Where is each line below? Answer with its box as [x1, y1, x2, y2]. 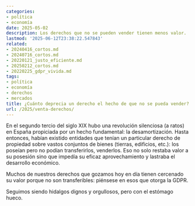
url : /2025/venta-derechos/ [6, 106, 75, 112]
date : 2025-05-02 [6, 25, 48, 31]
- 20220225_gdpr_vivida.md [6, 68, 72, 74]
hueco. [6, 194, 23, 201]
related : [6, 41, 27, 47]
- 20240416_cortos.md [6, 47, 59, 53]
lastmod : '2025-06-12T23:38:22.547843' [6, 36, 103, 41]
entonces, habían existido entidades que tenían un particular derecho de [6, 135, 181, 142]
